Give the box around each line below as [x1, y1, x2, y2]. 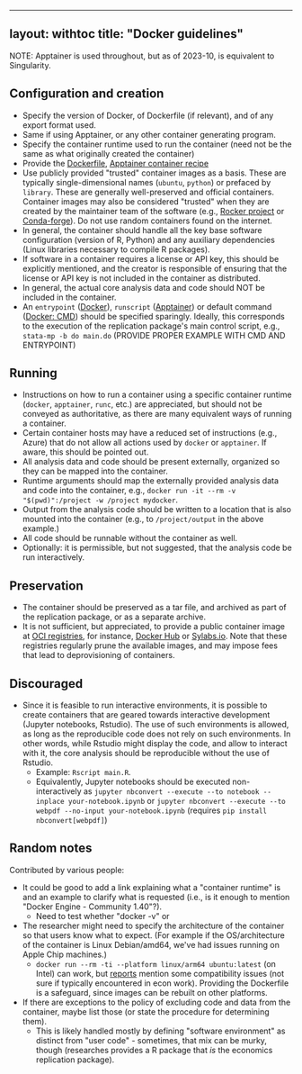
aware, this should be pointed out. [22, 447, 149, 457]
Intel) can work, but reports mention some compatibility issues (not [35, 968, 285, 979]
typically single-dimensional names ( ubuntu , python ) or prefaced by [22, 176, 271, 187]
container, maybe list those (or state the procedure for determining [22, 1006, 270, 1017]
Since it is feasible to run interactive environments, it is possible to [22, 699, 268, 711]
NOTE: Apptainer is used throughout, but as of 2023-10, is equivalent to [9, 50, 275, 61]
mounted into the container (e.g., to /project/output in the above [22, 514, 264, 525]
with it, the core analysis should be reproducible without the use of [22, 748, 270, 759]
